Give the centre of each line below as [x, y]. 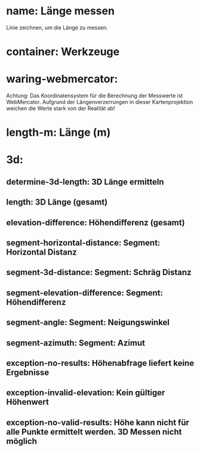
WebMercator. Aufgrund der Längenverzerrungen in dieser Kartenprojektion [100, 102]
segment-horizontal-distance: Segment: [83, 243]
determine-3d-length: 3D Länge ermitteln [85, 181]
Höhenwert [27, 402]
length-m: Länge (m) [59, 132]
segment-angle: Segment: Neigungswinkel [88, 323]
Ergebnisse [28, 372]
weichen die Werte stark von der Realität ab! [61, 108]
